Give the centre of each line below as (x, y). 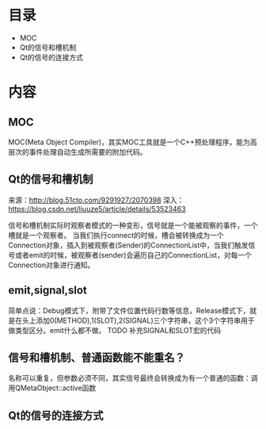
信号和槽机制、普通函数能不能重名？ (97, 357)
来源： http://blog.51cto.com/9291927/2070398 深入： (96, 200)
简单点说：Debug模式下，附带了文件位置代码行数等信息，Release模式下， (129, 310)
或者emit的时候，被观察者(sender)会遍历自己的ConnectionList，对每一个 (133, 255)
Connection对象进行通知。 (51, 265)
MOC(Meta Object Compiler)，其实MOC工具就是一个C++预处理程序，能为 (129, 142)
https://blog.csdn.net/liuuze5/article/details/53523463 (97, 209)
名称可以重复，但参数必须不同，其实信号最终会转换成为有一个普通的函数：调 (133, 378)
